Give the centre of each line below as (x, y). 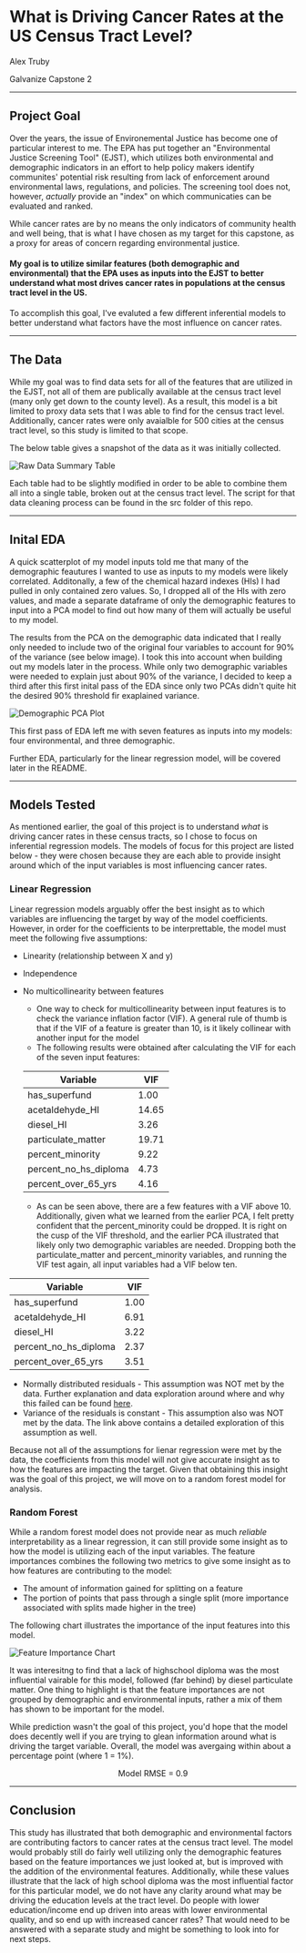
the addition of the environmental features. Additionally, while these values (149, 1871)
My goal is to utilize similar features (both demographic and (124, 264)
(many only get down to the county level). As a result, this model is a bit (143, 401)
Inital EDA (38, 540)
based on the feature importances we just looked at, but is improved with (147, 1861)
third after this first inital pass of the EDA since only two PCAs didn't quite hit (153, 686)
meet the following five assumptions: (78, 938)
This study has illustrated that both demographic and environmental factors (151, 1832)
